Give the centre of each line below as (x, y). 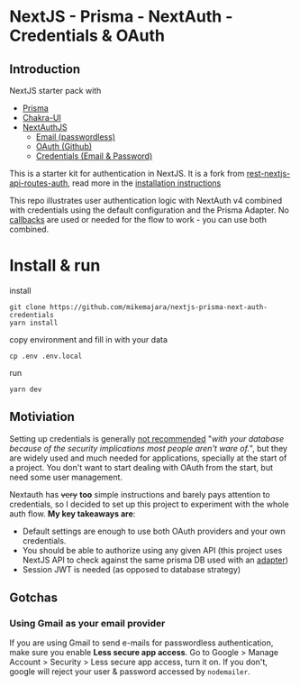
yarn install (34, 323)
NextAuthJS (45, 127)
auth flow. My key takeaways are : (73, 513)
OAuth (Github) (64, 146)
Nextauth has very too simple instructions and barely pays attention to (140, 494)
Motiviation (42, 417)
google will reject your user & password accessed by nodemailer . (130, 672)
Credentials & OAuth (87, 36)
